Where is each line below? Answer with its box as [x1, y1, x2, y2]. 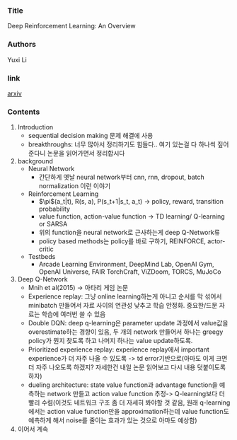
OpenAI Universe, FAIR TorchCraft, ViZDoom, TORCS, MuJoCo [38, 267, 221, 276]
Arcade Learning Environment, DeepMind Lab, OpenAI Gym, [38, 260, 214, 269]
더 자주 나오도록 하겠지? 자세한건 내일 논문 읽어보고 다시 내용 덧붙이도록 [28, 363, 226, 371]
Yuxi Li [7, 55, 27, 64]
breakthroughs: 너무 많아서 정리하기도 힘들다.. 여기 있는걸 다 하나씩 [28, 140, 216, 149]
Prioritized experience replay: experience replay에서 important [28, 345, 210, 354]
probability [38, 204, 71, 214]
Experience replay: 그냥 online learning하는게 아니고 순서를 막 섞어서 [28, 292, 222, 301]
